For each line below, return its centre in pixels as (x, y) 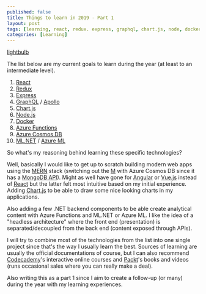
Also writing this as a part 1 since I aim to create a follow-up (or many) (95, 278)
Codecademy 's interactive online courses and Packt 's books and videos (98, 260)
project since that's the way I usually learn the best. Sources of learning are (102, 247)
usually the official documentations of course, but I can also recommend (98, 253)
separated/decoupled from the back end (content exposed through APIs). (100, 228)
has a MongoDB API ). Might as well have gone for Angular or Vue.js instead (102, 177)
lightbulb (18, 52)
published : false (29, 12)
